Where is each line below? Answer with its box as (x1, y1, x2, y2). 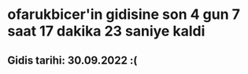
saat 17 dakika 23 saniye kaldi (7, 22, 205, 40)
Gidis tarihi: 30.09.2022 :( (7, 54, 138, 67)
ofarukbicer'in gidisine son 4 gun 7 (7, 6, 241, 24)
